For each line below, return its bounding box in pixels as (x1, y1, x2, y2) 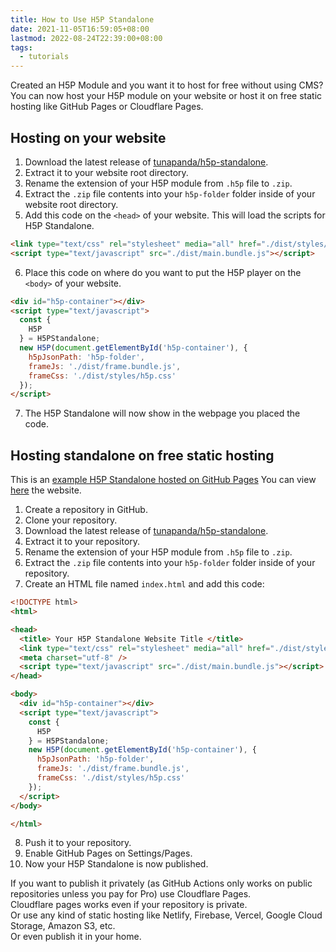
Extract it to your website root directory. (24, 166, 189, 178)
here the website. (10, 484, 82, 496)
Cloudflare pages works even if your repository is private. (10, 899, 248, 911)
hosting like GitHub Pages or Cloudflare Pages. (10, 101, 204, 113)
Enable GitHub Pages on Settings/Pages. (24, 847, 193, 860)
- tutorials (19, 52, 70, 62)
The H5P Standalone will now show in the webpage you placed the (24, 407, 301, 420)
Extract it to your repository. (24, 536, 141, 548)
